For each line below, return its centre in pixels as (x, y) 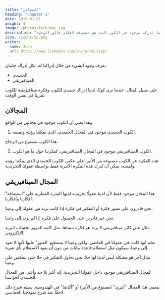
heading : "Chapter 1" (27, 14)
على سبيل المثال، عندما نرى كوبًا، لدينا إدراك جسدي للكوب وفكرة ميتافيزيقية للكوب (81, 90)
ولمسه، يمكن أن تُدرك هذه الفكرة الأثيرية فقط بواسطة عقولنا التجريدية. (70, 166)
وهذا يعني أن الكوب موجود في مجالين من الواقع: (49, 122)
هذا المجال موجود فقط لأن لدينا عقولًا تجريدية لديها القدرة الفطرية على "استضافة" (80, 194)
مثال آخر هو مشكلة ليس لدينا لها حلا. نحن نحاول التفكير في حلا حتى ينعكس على (78, 257)
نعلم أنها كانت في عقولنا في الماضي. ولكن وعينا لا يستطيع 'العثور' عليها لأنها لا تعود (80, 243)
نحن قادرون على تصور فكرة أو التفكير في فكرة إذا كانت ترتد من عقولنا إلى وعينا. (79, 208)
